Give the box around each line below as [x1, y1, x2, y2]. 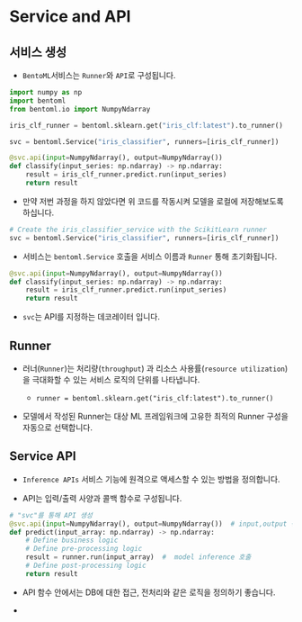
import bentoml [9, 96, 67, 105]
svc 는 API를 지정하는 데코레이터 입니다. [22, 311, 160, 322]
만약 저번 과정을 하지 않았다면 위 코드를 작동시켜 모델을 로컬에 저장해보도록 [22, 195, 285, 206]
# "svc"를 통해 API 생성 [9, 510, 93, 519]
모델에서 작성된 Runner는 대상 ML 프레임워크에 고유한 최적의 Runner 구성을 [22, 410, 289, 421]
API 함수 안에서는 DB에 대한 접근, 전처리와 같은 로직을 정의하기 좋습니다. [22, 587, 276, 598]
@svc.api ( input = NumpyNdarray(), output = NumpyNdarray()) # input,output [9, 519, 288, 528]
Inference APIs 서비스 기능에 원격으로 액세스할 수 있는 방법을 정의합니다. [22, 473, 280, 484]
